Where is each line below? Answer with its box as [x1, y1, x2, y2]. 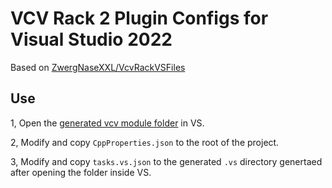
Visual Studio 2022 [10, 28, 173, 51]
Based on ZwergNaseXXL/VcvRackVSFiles [10, 61, 186, 73]
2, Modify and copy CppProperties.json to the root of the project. [10, 136, 280, 148]
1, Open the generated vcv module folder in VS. [10, 117, 205, 129]
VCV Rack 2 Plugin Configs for [10, 7, 269, 30]
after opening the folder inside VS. [10, 166, 152, 178]
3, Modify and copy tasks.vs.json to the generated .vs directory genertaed [10, 155, 323, 167]
